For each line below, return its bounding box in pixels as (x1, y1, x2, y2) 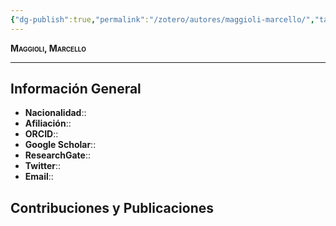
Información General (10, 81, 142, 98)
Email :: (24, 171, 54, 183)
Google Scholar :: (24, 139, 97, 151)
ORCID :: (24, 128, 59, 140)
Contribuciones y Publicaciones (10, 199, 215, 216)
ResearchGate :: (24, 149, 91, 161)
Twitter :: (24, 160, 62, 172)
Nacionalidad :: (24, 107, 87, 119)
